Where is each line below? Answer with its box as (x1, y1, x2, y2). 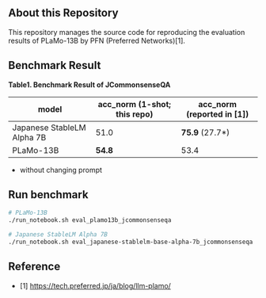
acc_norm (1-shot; (97, 98, 172, 109)
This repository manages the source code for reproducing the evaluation (8, 27, 245, 36)
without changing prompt (19, 165, 103, 174)
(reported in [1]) (185, 109, 249, 120)
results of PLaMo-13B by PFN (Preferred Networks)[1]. (8, 36, 186, 45)
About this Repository (8, 6, 119, 20)
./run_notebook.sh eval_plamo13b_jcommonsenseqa (8, 216, 172, 224)
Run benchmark (8, 188, 89, 201)
